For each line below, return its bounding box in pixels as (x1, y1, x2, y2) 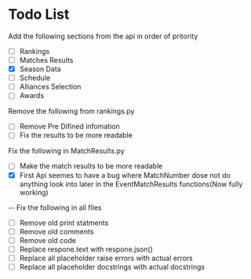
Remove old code (19, 235, 77, 245)
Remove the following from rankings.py (8, 107, 135, 116)
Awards (19, 91, 45, 100)
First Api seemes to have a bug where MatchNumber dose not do (19, 170, 231, 179)
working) (19, 187, 49, 197)
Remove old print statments (19, 218, 109, 227)
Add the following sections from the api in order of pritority (8, 31, 198, 41)
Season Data (19, 64, 61, 74)
